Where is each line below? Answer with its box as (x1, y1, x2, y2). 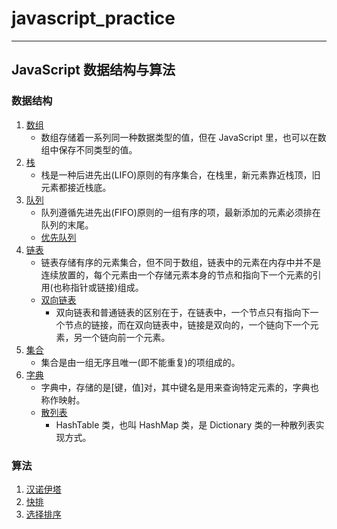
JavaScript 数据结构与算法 (11, 62, 176, 79)
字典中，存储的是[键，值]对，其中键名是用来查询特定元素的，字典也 (40, 381, 319, 393)
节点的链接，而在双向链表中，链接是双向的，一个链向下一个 (64, 318, 311, 331)
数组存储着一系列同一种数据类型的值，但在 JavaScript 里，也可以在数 (40, 131, 327, 143)
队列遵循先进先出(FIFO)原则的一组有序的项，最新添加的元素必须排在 (40, 206, 321, 218)
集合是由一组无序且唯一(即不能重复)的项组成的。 (40, 356, 241, 368)
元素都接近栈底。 (40, 181, 112, 193)
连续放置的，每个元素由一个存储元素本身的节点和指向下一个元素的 (40, 268, 313, 281)
